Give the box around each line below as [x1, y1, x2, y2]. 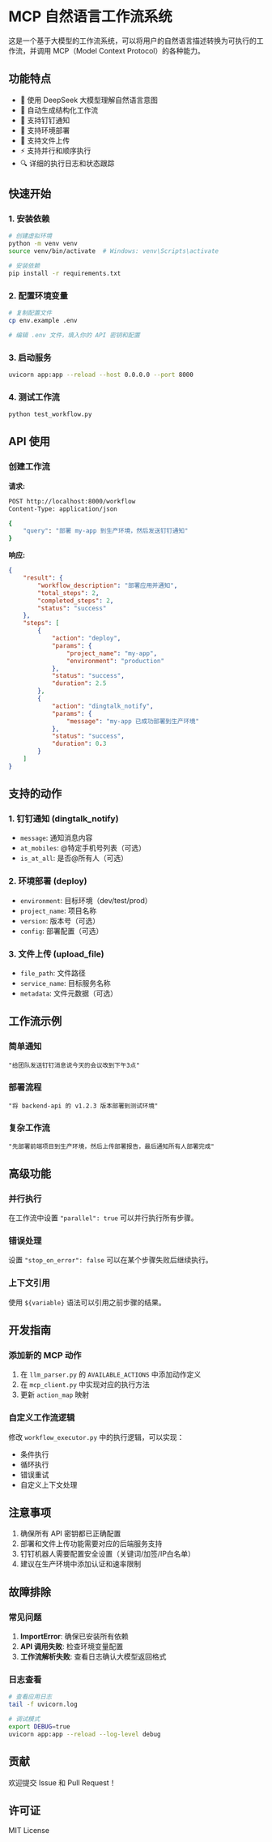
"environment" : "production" [66, 657, 164, 665]
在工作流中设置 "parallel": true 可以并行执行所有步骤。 [8, 1213, 198, 1223]
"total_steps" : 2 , [37, 589, 100, 597]
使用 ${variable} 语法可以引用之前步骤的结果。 [8, 1297, 166, 1307]
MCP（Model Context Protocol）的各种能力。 [52, 45, 205, 55]
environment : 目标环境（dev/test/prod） [19, 895, 152, 905]
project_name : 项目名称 [19, 906, 97, 915]
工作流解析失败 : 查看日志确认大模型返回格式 [19, 1651, 167, 1662]
